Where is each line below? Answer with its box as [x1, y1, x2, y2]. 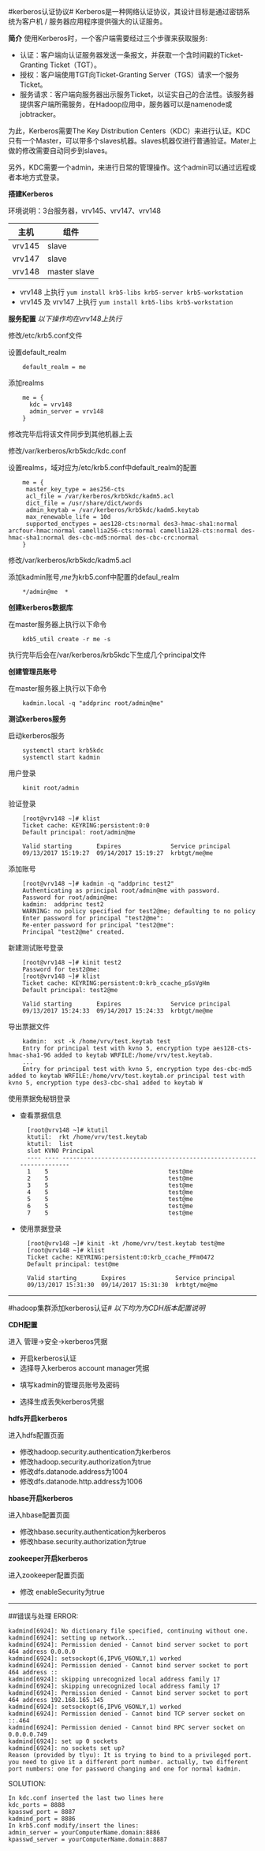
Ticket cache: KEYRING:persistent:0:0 [22, 822, 150, 830]
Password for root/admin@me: [22, 894, 118, 901]
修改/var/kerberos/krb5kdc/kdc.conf [8, 446, 127, 455]
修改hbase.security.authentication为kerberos [19, 1527, 166, 1536]
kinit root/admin [22, 784, 80, 792]
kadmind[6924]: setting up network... [8, 1634, 136, 1642]
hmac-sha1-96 [8, 1051, 51, 1059]
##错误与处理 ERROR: [8, 1611, 79, 1621]
